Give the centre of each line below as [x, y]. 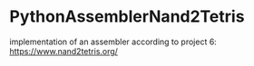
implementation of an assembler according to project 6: [113, 42]
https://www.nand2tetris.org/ [63, 51]
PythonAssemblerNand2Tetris [127, 17]
